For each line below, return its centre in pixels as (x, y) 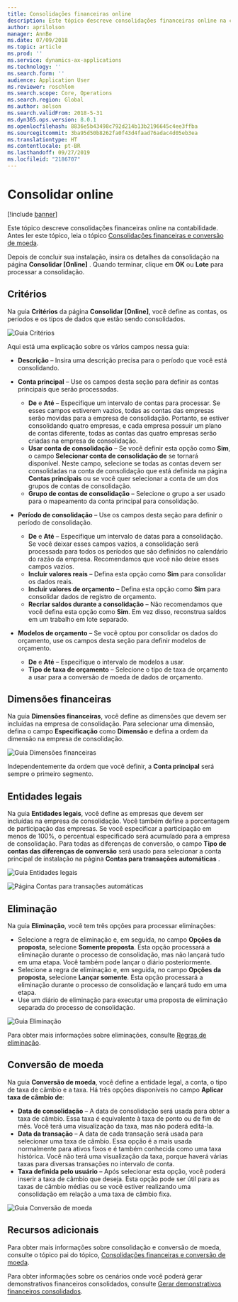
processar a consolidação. (46, 271)
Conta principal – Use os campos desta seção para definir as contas (118, 382)
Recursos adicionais (53, 1230)
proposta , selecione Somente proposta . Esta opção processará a (114, 947)
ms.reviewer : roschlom (41, 87)
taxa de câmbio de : (36, 1097)
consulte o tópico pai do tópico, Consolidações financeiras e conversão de (117, 1254)
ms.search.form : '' (36, 73)
